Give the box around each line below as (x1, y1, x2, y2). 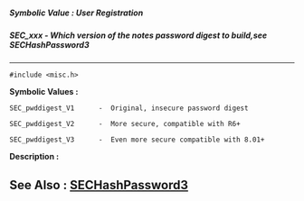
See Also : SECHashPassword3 (9, 177, 188, 193)
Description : (9, 151, 60, 162)
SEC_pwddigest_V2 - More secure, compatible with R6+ (9, 120, 242, 129)
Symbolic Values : (9, 87, 79, 97)
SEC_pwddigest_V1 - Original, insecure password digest (9, 104, 249, 113)
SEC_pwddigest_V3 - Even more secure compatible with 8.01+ (9, 135, 265, 144)
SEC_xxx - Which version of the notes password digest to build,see (9, 30, 268, 41)
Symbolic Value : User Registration (9, 7, 144, 18)
